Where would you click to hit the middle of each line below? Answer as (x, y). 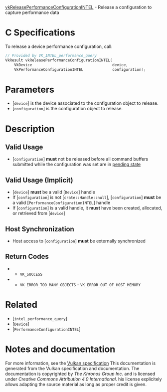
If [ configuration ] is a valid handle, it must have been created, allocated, (87, 208)
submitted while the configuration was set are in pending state (77, 165)
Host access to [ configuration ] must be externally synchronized (79, 241)
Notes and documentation (60, 349)
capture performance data (32, 12)
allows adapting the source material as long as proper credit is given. (76, 384)
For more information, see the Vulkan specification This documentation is (81, 363)
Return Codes (27, 257)
